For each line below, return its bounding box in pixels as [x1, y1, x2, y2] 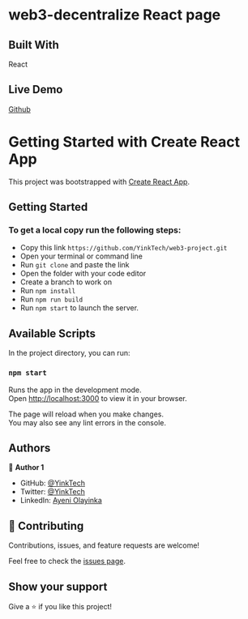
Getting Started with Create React [8, 133, 241, 151]
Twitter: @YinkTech [19, 487, 85, 497]
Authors [8, 441, 51, 455]
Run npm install [19, 286, 76, 296]
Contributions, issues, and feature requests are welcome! [8, 540, 200, 550]
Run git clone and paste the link [19, 260, 130, 270]
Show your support [8, 579, 108, 593]
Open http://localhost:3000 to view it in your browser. [8, 393, 188, 403]
